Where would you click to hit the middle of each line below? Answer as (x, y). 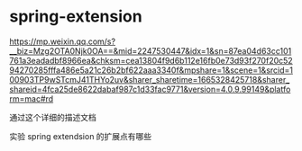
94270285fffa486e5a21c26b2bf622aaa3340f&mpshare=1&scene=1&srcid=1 (151, 70)
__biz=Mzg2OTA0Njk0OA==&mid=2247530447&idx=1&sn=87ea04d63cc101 (151, 50)
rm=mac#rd (32, 98)
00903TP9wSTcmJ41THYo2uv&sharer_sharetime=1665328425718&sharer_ (150, 79)
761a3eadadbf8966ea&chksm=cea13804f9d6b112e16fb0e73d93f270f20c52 (151, 60)
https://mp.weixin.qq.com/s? (62, 41)
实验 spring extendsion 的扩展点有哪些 (81, 136)
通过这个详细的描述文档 (53, 117)
